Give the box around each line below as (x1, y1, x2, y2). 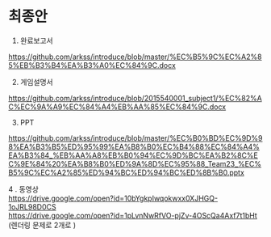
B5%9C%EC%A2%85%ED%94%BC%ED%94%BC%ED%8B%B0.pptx (8, 167, 244, 177)
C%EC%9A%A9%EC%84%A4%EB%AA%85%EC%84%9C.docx (8, 102, 227, 112)
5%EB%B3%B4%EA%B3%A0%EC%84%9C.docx (8, 60, 176, 70)
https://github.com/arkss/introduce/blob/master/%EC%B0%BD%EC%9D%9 (8, 133, 263, 142)
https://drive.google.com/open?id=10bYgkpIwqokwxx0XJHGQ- (8, 193, 219, 203)
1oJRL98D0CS (8, 201, 56, 211)
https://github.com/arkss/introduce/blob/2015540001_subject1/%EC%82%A (8, 93, 262, 103)
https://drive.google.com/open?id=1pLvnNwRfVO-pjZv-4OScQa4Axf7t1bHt (8, 210, 258, 220)
